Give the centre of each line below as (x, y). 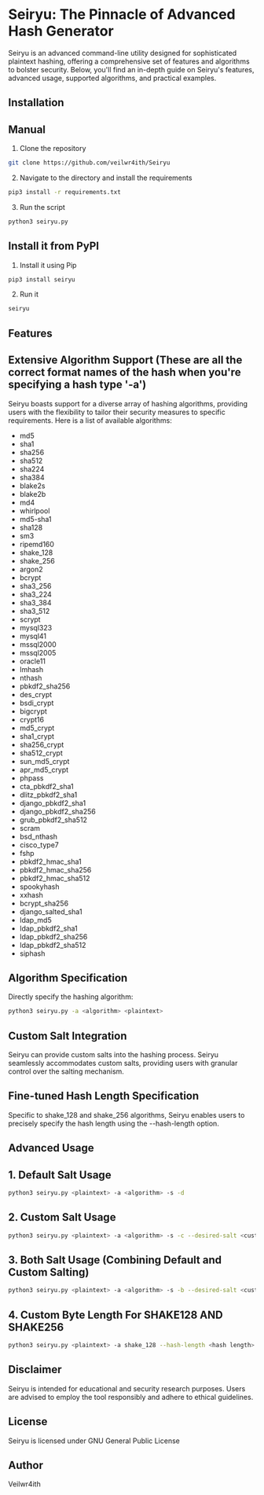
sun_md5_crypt (44, 761)
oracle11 (32, 661)
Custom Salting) (49, 1272)
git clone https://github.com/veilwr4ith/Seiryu (89, 163)
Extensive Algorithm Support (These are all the (125, 360)
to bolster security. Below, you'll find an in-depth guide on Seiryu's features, (131, 69)
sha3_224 (36, 594)
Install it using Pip (48, 265)
